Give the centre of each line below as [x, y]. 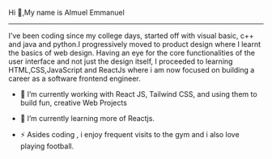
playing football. [47, 146]
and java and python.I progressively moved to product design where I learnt [135, 44]
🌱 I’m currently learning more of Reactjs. [87, 118]
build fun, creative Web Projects [74, 103]
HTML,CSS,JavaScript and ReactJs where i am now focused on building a [132, 70]
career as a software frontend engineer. [74, 78]
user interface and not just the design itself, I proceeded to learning [121, 61]
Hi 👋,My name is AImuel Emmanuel [67, 13]
